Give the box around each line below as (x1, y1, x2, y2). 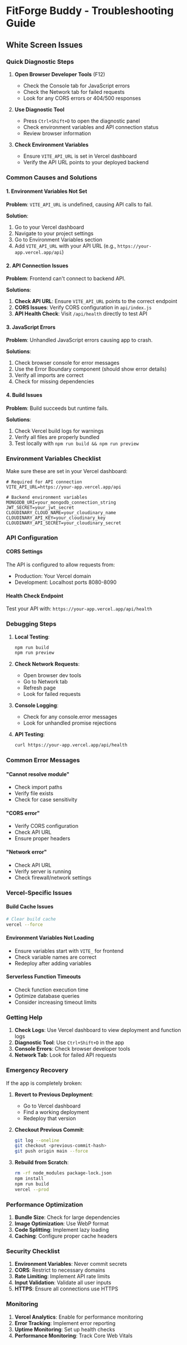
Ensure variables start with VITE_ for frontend (14, 947, 124, 954)
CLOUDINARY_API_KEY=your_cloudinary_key (6, 515, 106, 521)
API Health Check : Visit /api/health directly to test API (14, 310, 148, 317)
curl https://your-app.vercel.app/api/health (14, 742, 127, 748)
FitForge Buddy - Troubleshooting (6, 4, 174, 18)
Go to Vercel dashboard (23, 1102, 81, 1109)
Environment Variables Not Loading (6, 934, 95, 942)
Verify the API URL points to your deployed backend (23, 158, 149, 165)
